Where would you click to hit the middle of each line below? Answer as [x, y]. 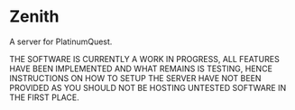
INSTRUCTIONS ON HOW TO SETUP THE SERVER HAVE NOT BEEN [135, 78]
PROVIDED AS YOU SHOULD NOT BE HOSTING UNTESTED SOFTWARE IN [148, 87]
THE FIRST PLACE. [44, 97]
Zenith [35, 17]
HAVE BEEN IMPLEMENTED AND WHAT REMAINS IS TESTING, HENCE [141, 69]
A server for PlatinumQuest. [61, 41]
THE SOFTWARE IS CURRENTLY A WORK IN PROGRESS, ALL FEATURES [144, 59]
